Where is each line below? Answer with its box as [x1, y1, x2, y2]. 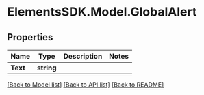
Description [63, 52, 103, 61]
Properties [7, 31, 53, 43]
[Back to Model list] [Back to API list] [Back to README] [7, 81, 164, 89]
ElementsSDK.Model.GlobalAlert [7, 4, 197, 20]
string [36, 63, 57, 72]
